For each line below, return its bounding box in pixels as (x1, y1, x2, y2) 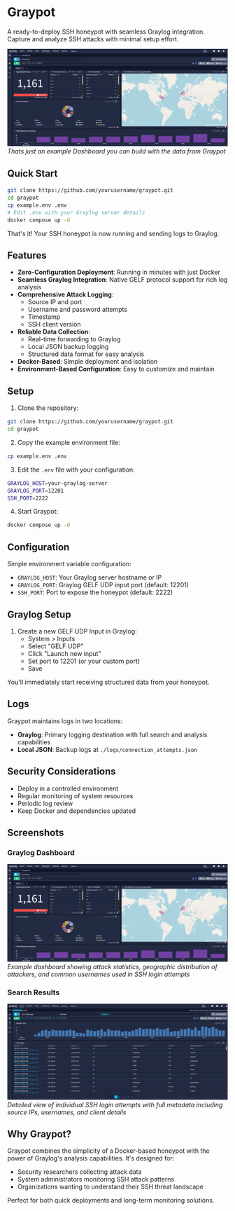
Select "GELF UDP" (27, 642, 84, 650)
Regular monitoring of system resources (17, 791, 134, 800)
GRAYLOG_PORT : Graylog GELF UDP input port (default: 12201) (17, 581, 190, 589)
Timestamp (27, 313, 61, 321)
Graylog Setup (7, 608, 71, 620)
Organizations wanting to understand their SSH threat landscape (17, 1182, 204, 1191)
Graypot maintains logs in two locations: (7, 716, 123, 725)
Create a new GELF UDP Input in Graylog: (17, 627, 138, 635)
